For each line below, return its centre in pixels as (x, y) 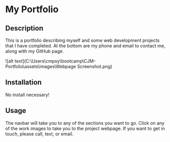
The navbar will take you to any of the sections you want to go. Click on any (85, 123)
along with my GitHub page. (34, 51)
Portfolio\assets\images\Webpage (41, 66)
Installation (23, 82)
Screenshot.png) (95, 66)
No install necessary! (27, 95)
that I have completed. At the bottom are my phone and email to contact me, (85, 46)
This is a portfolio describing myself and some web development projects (82, 40)
